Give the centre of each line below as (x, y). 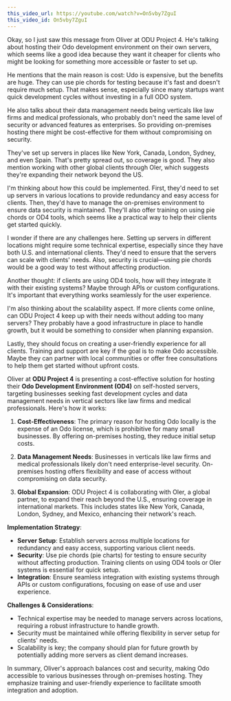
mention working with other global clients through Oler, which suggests (108, 167)
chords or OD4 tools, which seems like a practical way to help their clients (112, 217)
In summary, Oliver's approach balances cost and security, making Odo (108, 668)
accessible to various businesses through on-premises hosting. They (105, 676)
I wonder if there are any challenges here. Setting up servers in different (109, 237)
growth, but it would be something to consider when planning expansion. (110, 330)
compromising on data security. (62, 478)
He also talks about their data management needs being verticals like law (111, 110)
